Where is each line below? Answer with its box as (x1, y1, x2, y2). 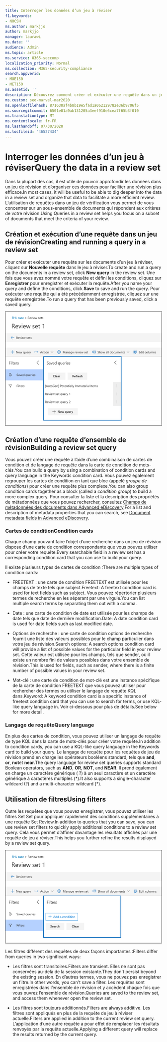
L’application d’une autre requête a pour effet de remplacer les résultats (12, 1021, 159, 1027)
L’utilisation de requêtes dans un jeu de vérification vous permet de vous (5, 200, 154, 206)
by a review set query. (5, 840, 51, 846)
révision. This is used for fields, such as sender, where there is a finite (12, 662, 155, 669)
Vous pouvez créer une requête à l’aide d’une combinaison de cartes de (5, 456, 153, 462)
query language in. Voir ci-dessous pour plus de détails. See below (20, 704, 157, 710)
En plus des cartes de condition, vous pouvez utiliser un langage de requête (5, 733, 161, 739)
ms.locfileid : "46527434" (5, 129, 59, 134)
